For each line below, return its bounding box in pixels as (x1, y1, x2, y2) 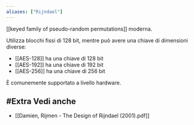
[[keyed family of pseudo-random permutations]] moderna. (6, 25, 153, 32)
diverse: (6, 43, 26, 50)
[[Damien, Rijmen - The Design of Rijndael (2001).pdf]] (14, 112, 150, 120)
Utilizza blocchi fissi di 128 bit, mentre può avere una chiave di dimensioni (6, 36, 189, 44)
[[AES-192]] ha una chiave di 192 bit (14, 61, 104, 68)
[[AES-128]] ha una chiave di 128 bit (14, 54, 104, 62)
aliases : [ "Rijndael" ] (6, 8, 63, 15)
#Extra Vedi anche (6, 96, 76, 106)
